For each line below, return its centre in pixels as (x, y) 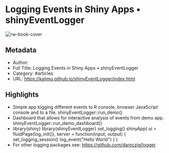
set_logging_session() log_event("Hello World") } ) (65, 139)
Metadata (21, 50)
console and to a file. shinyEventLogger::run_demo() (67, 112)
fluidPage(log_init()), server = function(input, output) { (69, 134)
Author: (21, 63)
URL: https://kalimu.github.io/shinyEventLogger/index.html (74, 79)
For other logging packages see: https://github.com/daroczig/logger (84, 145)
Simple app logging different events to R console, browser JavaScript (85, 107)
